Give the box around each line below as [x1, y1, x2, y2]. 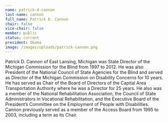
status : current [5, 36, 39, 41]
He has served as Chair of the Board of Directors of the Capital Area [5, 80, 146, 86]
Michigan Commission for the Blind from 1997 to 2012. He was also [5, 64, 144, 70]
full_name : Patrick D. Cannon [5, 17, 69, 22]
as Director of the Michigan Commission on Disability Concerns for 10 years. [5, 74, 163, 80]
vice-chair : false [5, 26, 44, 31]
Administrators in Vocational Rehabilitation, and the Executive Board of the [5, 96, 159, 102]
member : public [5, 31, 37, 36]
